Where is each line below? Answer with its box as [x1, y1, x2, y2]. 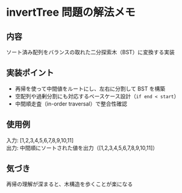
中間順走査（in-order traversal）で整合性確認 [14, 100, 128, 107]
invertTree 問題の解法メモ [6, 5, 136, 19]
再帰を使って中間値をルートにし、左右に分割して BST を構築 [14, 85, 166, 92]
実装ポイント [6, 68, 54, 78]
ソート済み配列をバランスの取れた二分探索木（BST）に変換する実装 [6, 49, 175, 55]
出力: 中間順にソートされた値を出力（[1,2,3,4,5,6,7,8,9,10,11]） [6, 144, 158, 151]
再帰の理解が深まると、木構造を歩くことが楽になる [6, 180, 133, 188]
